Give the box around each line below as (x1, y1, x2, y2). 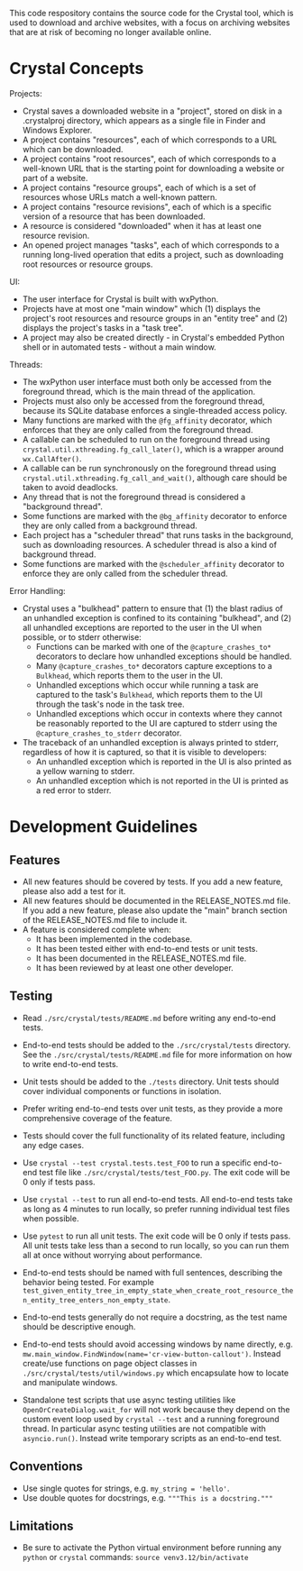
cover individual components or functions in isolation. (22, 1085, 222, 1096)
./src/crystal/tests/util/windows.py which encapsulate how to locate (22, 1367, 289, 1378)
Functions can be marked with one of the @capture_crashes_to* (35, 641, 272, 652)
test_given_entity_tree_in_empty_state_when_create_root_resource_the (22, 1286, 294, 1295)
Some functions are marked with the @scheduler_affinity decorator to (22, 558, 285, 569)
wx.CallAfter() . (22, 452, 83, 463)
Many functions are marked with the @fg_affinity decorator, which (22, 415, 272, 425)
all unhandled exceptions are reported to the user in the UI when (22, 622, 262, 633)
